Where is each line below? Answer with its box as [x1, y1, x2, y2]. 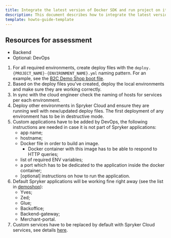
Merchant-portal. [20, 216, 56, 222]
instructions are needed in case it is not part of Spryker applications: [12, 124, 157, 130]
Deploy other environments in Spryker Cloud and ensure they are [12, 102, 149, 109]
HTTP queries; [27, 151, 59, 157]
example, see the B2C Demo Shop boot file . [12, 75, 105, 82]
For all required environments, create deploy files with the [12, 65, 134, 71]
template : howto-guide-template [5, 17, 74, 22]
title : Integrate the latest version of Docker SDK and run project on [5, 7, 160, 13]
